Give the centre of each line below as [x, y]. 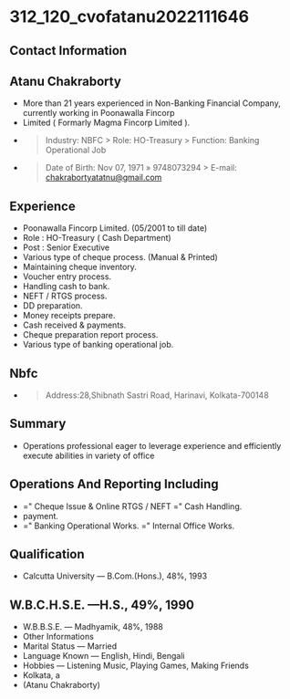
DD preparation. [53, 306]
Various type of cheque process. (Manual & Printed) [120, 257]
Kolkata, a [41, 675]
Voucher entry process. [67, 276]
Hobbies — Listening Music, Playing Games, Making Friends [135, 666]
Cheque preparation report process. [90, 335]
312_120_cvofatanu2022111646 [129, 17]
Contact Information [68, 51]
